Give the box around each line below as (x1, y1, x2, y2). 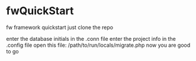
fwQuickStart (6, 4, 74, 18)
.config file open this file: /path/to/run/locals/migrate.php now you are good (6, 41, 191, 49)
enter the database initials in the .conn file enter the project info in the (6, 35, 176, 42)
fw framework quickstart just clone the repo (6, 24, 114, 31)
